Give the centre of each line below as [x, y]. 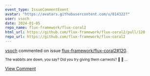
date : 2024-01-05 [23, 23]
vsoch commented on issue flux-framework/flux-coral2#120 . [66, 50]
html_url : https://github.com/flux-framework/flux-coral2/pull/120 [75, 32]
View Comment [21, 68]
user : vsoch [17, 19]
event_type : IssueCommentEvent [37, 9]
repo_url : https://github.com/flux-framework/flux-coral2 [65, 37]
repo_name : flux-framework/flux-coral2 [46, 28]
